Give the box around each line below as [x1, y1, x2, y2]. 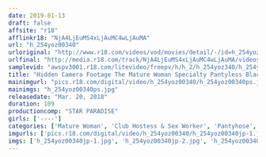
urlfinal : [8, 56, 41, 64]
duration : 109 [8, 100, 55, 108]
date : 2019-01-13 [8, 11, 66, 20]
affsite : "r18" [8, 26, 59, 34]
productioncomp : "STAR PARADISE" [8, 108, 119, 116]
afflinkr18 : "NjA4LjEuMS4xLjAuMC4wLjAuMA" [8, 33, 150, 42]
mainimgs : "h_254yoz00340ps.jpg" [8, 85, 119, 94]
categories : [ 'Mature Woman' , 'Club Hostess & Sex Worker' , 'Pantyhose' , [8, 122, 257, 130]
